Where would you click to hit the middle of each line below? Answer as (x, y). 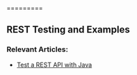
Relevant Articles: (38, 49)
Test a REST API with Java (54, 65)
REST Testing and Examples (68, 30)
